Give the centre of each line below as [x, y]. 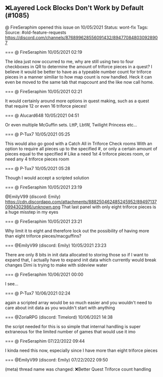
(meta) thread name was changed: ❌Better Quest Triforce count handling [78, 369]
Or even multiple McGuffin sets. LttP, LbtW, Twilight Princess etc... [71, 125]
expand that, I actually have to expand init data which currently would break [81, 260]
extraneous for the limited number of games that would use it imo [70, 331]
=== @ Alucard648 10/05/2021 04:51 [42, 115]
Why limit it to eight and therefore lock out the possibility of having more [77, 231]
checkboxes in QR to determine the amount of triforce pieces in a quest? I [79, 66]
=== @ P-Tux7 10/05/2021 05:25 [38, 134]
